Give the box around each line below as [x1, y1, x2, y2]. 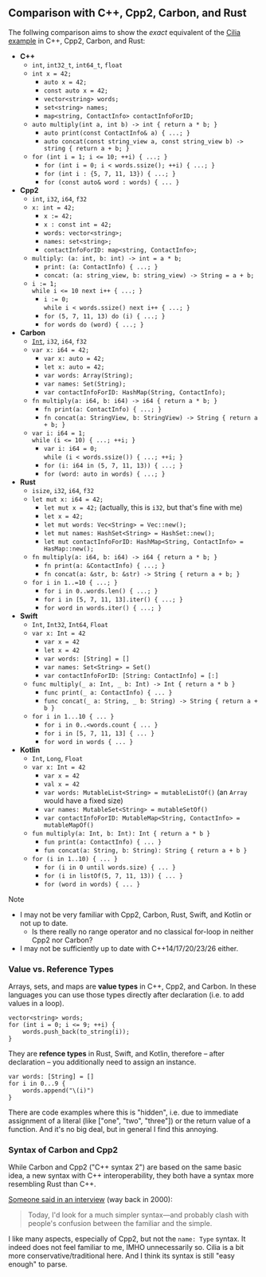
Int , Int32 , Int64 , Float [31, 619, 109, 629]
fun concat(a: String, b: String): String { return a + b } [43, 846, 248, 855]
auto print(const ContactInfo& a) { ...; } [43, 129, 190, 137]
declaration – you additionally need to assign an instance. [8, 1057, 197, 1067]
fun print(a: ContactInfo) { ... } [43, 838, 162, 846]
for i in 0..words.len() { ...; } [43, 587, 158, 595]
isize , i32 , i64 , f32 [31, 485, 94, 495]
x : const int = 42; [43, 221, 112, 229]
